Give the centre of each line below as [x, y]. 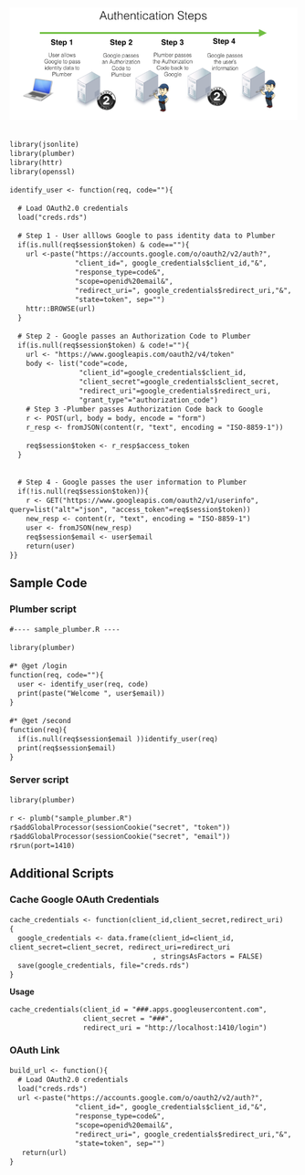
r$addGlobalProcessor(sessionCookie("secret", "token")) [120, 827]
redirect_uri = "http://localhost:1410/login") [175, 1028]
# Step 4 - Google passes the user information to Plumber [132, 482]
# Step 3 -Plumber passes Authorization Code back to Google [144, 409]
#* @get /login [38, 666]
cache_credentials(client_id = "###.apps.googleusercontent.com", [138, 1009]
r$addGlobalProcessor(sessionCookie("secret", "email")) [120, 836]
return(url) [44, 1152]
